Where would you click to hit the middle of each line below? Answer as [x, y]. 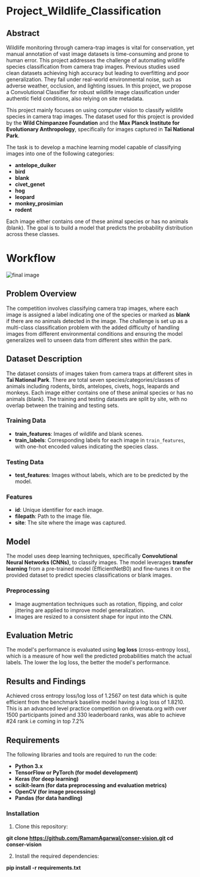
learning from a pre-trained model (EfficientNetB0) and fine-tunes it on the [99, 569]
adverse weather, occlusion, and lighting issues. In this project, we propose [99, 86]
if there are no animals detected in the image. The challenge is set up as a [97, 321]
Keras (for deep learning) [47, 779]
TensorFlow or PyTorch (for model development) [76, 772]
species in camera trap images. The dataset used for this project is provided [100, 116]
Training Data [26, 421]
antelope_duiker [36, 165]
